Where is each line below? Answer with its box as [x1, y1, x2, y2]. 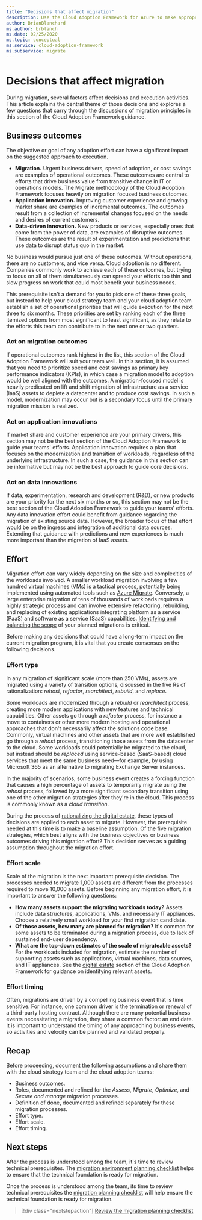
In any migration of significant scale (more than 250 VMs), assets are [6, 674, 177, 681]
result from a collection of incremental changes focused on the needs [14, 209, 188, 217]
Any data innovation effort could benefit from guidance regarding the [6, 511, 177, 518]
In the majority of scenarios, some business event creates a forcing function [6, 775, 195, 782]
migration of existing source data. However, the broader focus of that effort [6, 518, 192, 525]
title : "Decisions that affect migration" [6, 8, 114, 15]
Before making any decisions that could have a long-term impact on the [6, 633, 184, 640]
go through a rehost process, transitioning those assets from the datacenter [6, 737, 194, 745]
